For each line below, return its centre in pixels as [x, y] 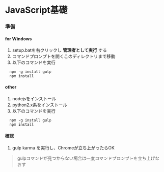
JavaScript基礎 [36, 10]
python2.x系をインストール [40, 105]
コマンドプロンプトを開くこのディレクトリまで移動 [64, 57]
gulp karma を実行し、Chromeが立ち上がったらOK [63, 147]
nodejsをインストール [34, 98]
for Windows [18, 39]
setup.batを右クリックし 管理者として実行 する [59, 50]
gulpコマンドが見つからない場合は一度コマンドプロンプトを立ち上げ [86, 158]
